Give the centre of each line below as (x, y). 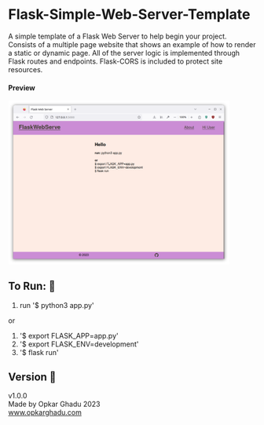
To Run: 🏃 (32, 286)
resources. (26, 69)
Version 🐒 (32, 377)
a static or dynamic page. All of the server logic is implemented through (124, 53)
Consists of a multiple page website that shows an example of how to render (132, 44)
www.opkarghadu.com (45, 412)
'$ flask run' (39, 352)
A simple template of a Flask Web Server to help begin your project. (117, 36)
